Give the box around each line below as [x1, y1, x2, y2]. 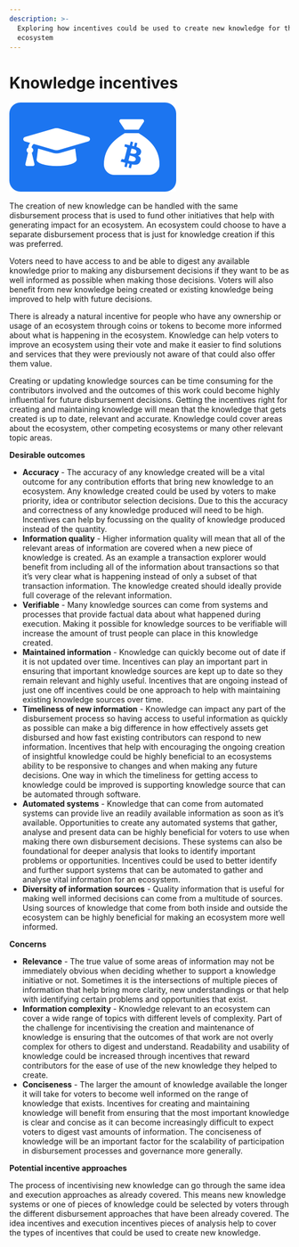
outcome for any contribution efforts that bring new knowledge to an [21, 477, 274, 488]
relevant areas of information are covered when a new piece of [21, 543, 254, 554]
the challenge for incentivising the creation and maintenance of [21, 1022, 255, 1033]
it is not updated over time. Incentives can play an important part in [21, 656, 269, 668]
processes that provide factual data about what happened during [21, 609, 261, 619]
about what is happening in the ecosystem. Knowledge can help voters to [9, 330, 279, 340]
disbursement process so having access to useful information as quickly [21, 713, 288, 724]
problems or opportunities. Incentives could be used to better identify [21, 856, 278, 866]
